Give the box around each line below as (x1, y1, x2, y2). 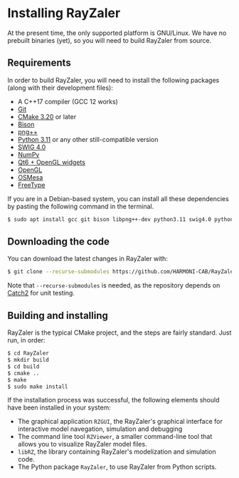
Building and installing (7, 309, 108, 322)
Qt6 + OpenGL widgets (17, 158, 85, 166)
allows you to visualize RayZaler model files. (17, 440, 147, 449)
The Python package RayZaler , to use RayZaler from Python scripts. (17, 462, 217, 472)
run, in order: (7, 336, 46, 345)
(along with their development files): (7, 83, 114, 92)
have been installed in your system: (7, 403, 112, 412)
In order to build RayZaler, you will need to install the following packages (7, 76, 220, 84)
